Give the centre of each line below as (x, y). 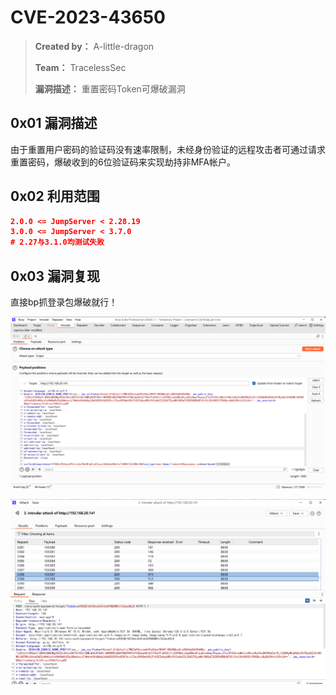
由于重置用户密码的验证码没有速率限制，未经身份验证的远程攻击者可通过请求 (168, 149)
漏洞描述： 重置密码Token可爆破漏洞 (110, 88)
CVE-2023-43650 (88, 17)
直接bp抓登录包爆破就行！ (64, 302)
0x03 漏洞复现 (55, 276)
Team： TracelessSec (80, 67)
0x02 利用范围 (55, 196)
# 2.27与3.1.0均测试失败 (57, 242)
